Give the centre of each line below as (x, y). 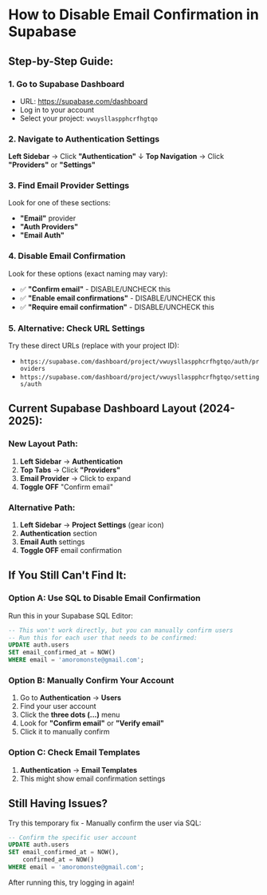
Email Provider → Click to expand (75, 478)
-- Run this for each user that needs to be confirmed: (103, 638)
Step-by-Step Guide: (61, 61)
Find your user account (58, 706)
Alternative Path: (42, 507)
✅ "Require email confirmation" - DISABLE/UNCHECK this (117, 307)
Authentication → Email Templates (79, 770)
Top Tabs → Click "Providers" (70, 470)
